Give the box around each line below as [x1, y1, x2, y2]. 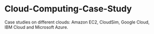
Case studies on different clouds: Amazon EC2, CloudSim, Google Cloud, [4, 19, 150, 25]
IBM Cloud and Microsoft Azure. [4, 24, 69, 30]
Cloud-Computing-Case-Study [4, 3, 132, 14]
